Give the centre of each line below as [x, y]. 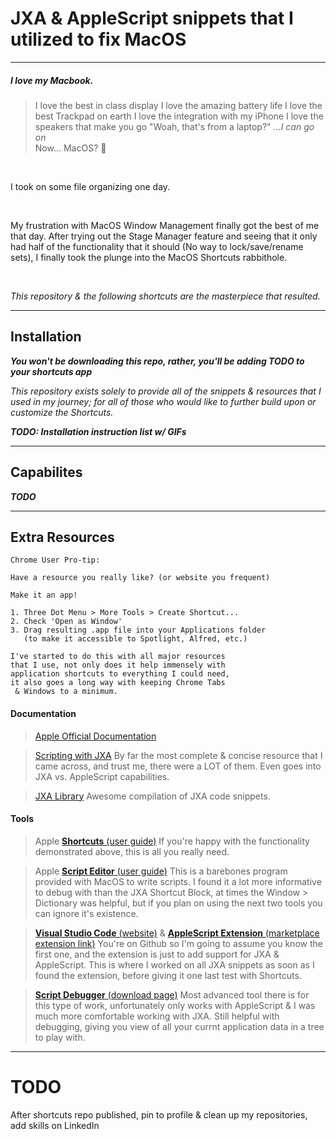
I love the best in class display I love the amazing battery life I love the [178, 105]
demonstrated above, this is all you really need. [132, 851]
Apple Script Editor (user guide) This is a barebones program [161, 871]
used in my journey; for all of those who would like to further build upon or [163, 401]
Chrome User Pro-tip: [55, 560]
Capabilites [46, 472]
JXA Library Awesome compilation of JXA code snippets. [152, 796]
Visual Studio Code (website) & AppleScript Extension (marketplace [177, 933]
